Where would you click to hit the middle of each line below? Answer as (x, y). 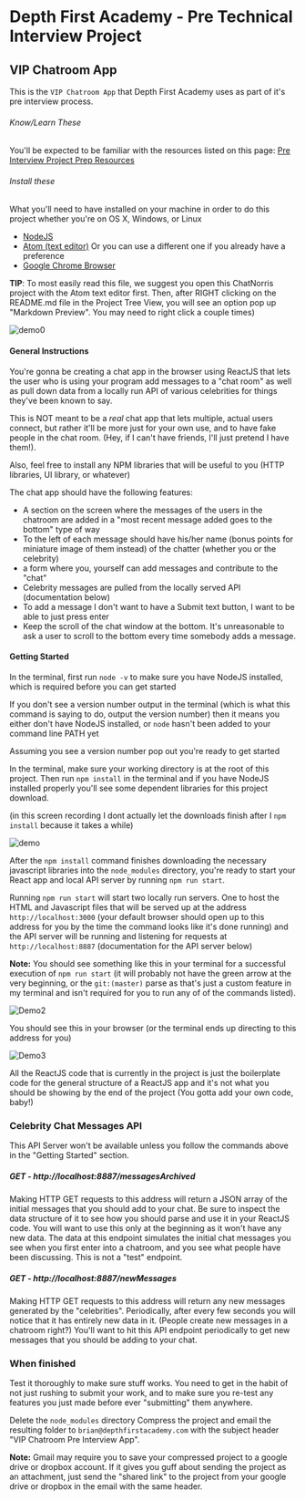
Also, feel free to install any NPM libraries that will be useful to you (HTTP (147, 465)
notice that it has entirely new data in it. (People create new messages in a (149, 1320)
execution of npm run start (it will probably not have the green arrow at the (150, 973)
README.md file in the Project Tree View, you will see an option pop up (143, 303)
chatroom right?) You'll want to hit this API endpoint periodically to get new (150, 1330)
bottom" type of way (61, 529)
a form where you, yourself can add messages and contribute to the (150, 568)
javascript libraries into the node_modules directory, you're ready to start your (152, 870)
